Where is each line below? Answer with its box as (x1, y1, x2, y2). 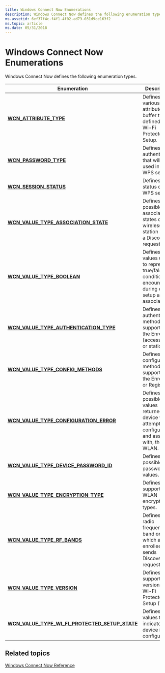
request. (142, 241, 162, 248)
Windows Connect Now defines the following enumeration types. (5, 73, 137, 79)
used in (142, 163, 160, 170)
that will (142, 157, 161, 164)
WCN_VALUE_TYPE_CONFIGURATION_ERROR (7, 417, 116, 424)
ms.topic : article (5, 21, 43, 26)
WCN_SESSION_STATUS (7, 183, 66, 190)
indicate (142, 620, 161, 627)
